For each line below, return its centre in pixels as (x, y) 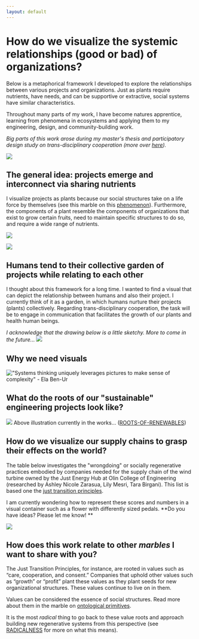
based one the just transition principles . (55, 490)
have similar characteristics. (41, 102)
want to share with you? (52, 555)
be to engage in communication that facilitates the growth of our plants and (99, 314)
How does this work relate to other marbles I (90, 545)
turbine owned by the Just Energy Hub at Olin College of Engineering (91, 478)
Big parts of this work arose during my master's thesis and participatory (95, 138)
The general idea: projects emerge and (80, 175)
